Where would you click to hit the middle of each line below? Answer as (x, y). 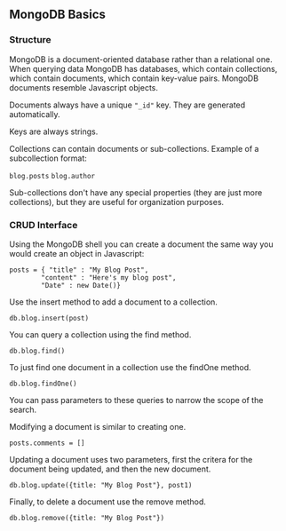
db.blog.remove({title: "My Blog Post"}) (87, 518)
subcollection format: (48, 158)
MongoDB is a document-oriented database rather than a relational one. (141, 59)
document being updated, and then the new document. (110, 469)
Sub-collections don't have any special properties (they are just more (136, 192)
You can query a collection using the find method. (100, 334)
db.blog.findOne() (43, 384)
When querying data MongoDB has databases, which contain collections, (143, 68)
